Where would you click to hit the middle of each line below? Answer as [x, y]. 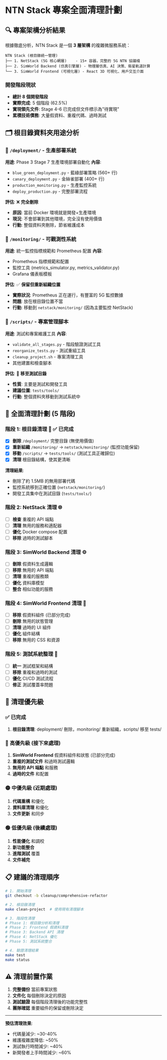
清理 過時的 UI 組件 [32, 627]
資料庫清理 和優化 [30, 807]
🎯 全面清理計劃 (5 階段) [40, 413]
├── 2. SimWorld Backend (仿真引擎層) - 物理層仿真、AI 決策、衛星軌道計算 [78, 66]
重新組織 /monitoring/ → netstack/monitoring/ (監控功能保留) [76, 447]
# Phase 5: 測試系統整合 [29, 942]
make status [17, 960]
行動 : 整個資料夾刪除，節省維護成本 [48, 225]
